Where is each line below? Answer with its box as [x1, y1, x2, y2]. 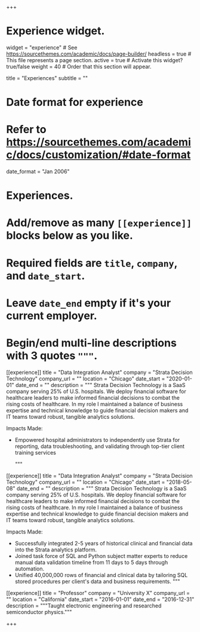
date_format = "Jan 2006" [6, 168, 70, 175]
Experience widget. [6, 24, 105, 38]
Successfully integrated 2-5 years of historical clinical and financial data [14, 539, 193, 547]
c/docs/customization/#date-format [6, 148, 191, 162]
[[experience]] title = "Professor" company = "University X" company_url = [6, 589, 190, 596]
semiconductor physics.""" [6, 608, 72, 615]
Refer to [6, 123, 47, 136]
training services [14, 449, 57, 456]
